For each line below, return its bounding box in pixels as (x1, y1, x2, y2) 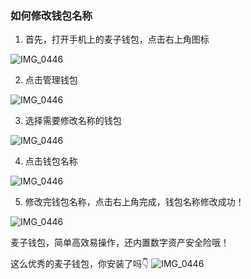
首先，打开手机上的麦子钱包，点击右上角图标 (24, 33, 210, 46)
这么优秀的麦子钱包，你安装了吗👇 (10, 258, 150, 270)
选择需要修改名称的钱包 (24, 115, 122, 127)
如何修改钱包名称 (10, 8, 93, 22)
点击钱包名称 (24, 155, 78, 167)
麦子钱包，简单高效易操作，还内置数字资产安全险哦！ (10, 237, 230, 249)
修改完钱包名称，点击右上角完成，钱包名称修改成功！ (24, 196, 245, 208)
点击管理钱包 (24, 74, 78, 86)
